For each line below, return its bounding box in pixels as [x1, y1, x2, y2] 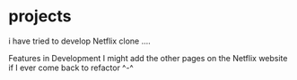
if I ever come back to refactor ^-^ [8, 62, 134, 73]
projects [8, 6, 73, 27]
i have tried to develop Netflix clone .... [8, 36, 152, 46]
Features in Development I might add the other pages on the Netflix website [8, 52, 288, 63]
